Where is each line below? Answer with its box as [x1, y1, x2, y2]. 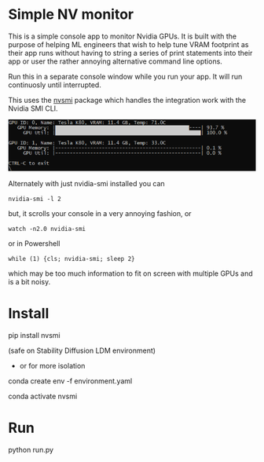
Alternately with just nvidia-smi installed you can [8, 179, 165, 189]
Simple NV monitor [8, 5, 134, 24]
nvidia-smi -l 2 [8, 195, 61, 203]
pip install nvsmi [8, 331, 60, 340]
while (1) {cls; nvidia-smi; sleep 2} [8, 255, 135, 263]
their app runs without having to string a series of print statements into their [8, 48, 253, 57]
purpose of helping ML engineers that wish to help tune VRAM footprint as [8, 39, 249, 49]
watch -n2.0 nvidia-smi [8, 225, 86, 233]
